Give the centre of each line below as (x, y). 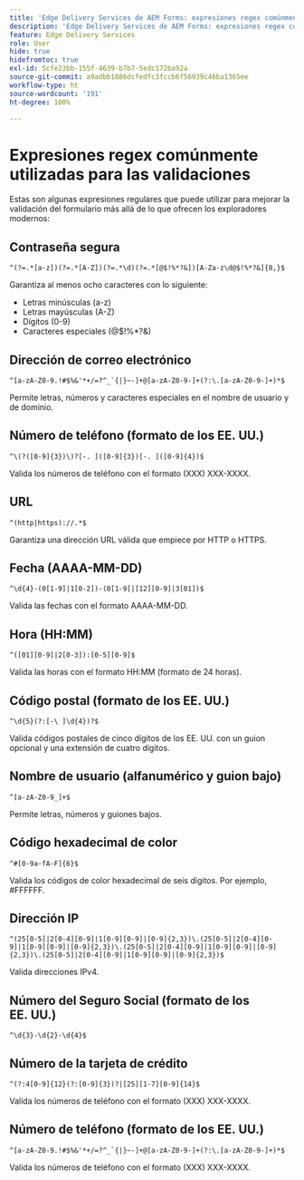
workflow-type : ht (44, 85)
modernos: (29, 219)
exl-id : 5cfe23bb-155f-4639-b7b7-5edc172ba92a (99, 69)
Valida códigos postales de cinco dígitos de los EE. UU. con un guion (138, 738)
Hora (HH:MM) (51, 634)
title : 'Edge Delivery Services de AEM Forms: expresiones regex (135, 18)
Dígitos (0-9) (46, 322)
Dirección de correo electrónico (100, 360)
